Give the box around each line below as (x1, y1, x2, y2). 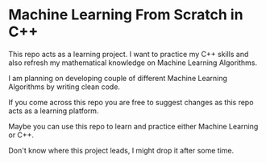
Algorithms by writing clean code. (8, 82, 121, 92)
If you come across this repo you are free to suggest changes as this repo (8, 97, 254, 107)
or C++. (8, 130, 35, 140)
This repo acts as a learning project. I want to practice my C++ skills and (8, 49, 249, 59)
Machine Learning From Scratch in (8, 6, 243, 24)
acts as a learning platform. (8, 106, 99, 116)
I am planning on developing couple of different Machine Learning (8, 73, 228, 83)
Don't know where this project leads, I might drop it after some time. (8, 145, 235, 155)
